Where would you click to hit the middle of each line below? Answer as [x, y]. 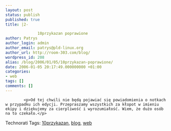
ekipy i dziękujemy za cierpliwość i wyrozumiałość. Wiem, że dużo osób [84, 109]
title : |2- [17, 24]
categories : [18, 72]
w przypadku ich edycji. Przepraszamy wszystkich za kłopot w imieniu [82, 104]
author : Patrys [22, 38]
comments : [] [19, 86]
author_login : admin [27, 43]
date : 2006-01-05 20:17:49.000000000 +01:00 [54, 67]
